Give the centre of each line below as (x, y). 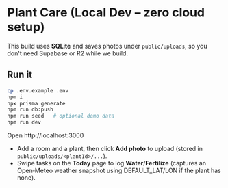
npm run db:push (30, 110)
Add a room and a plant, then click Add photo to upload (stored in (110, 149)
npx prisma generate (37, 103)
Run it (20, 75)
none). (26, 178)
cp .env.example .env (38, 90)
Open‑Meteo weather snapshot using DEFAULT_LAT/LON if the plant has (119, 170)
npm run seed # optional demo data (61, 116)
